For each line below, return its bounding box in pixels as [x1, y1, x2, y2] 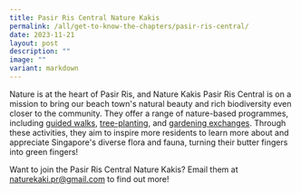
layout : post [9, 38, 59, 48]
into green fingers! [9, 146, 79, 157]
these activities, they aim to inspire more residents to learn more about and [9, 127, 289, 138]
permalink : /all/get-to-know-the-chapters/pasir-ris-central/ [9, 22, 249, 31]
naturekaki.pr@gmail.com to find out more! [9, 173, 170, 184]
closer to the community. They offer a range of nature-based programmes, [9, 108, 288, 119]
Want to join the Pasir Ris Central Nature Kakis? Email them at [9, 164, 238, 175]
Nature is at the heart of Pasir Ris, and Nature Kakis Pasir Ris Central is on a [9, 88, 292, 100]
